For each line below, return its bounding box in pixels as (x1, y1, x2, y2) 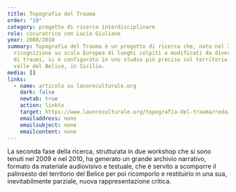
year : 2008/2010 (7, 37, 55, 44)
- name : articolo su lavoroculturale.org (13, 82, 137, 89)
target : (20, 108, 42, 115)
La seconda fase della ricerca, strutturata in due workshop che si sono (7, 147, 211, 155)
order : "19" (7, 17, 42, 24)
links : (7, 75, 27, 83)
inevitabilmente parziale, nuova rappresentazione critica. (7, 177, 172, 186)
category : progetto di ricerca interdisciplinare (7, 23, 156, 30)
